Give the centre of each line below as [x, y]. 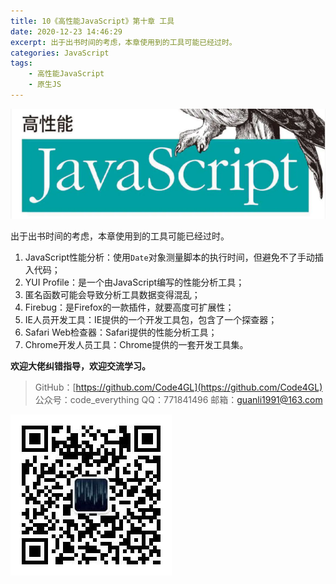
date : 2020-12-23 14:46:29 [66, 31]
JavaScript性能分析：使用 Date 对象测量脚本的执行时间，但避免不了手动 [169, 257]
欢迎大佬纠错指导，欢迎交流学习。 [80, 366]
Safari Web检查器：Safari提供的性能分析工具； [121, 332]
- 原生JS [45, 85]
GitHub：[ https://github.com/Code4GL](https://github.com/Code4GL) [178, 387]
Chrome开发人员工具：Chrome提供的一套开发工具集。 [136, 344]
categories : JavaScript [60, 53]
